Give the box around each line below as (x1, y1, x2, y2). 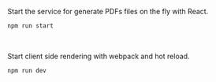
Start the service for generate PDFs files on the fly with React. (7, 7, 209, 16)
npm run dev (7, 66, 47, 74)
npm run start (7, 22, 54, 30)
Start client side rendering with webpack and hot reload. (7, 51, 190, 61)
